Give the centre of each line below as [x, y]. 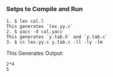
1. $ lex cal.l [25, 21]
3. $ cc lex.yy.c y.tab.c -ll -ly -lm [54, 42]
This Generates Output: [35, 53]
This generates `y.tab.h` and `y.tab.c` [57, 37]
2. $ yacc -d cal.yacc [34, 32]
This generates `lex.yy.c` [40, 27]
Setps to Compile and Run [45, 9]
